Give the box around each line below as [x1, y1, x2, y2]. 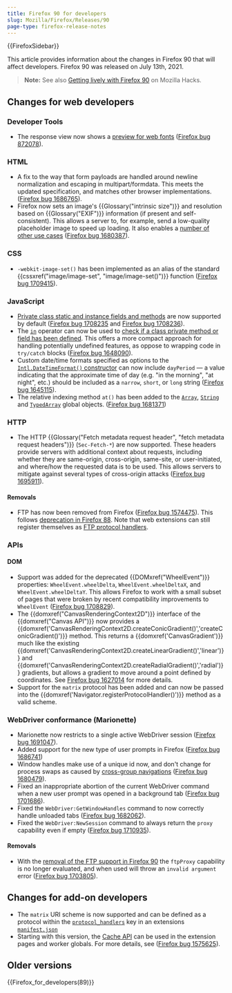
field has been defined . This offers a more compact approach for [17, 334, 202, 342]
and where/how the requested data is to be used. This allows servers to [17, 462, 222, 471]
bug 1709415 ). [17, 279, 57, 287]
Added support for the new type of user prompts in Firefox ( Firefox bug [17, 745, 220, 753]
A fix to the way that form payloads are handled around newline [17, 173, 198, 181]
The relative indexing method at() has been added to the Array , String [17, 393, 220, 401]
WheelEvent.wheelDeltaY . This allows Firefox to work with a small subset [17, 587, 222, 596]
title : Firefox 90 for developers [7, 10, 107, 17]
